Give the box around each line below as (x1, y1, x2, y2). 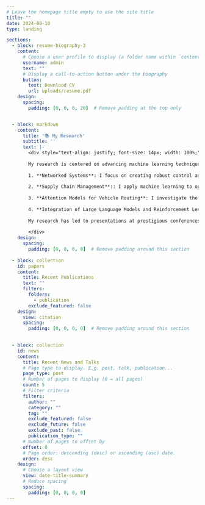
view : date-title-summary (22, 473, 88, 479)
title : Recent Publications (22, 274, 95, 281)
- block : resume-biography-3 (12, 43, 86, 49)
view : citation (22, 314, 62, 320)
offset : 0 (22, 444, 48, 450)
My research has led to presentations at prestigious (28, 218, 168, 224)
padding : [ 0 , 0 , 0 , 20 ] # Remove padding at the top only (28, 105, 182, 111)
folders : (28, 292, 51, 298)
